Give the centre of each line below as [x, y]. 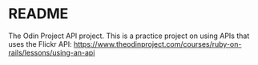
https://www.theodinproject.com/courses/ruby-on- [157, 44]
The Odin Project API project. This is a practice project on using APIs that [129, 36]
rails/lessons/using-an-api [52, 52]
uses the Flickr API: [40, 44]
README [38, 14]
